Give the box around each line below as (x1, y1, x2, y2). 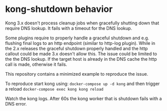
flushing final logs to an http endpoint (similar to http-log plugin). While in (5, 40, 156, 46)
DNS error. (5, 101, 27, 107)
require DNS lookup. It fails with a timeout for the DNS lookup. (5, 25, 132, 31)
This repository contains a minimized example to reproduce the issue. (5, 71, 149, 77)
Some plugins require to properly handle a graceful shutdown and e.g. (5, 35, 150, 41)
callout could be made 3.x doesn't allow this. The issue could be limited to (5, 51, 157, 57)
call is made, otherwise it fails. (5, 61, 67, 67)
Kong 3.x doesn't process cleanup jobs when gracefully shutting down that (5, 20, 160, 26)
